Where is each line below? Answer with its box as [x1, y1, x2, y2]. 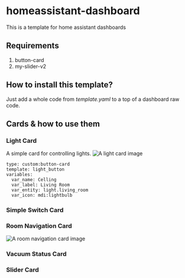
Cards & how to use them [6, 119, 100, 129]
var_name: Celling [11, 177, 57, 183]
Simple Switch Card [6, 206, 64, 214]
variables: [6, 172, 33, 178]
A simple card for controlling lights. [6, 150, 92, 157]
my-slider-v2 [14, 63, 47, 70]
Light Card [6, 136, 37, 145]
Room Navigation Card [6, 222, 72, 230]
